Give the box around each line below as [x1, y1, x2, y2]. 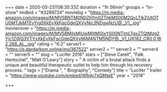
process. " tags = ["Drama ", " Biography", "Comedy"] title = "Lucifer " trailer [5, 67, 162, 73]
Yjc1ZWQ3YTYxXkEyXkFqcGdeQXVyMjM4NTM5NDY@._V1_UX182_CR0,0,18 [5, 36, 162, 42]
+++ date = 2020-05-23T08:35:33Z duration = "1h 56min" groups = [5, 4, 145, 10]
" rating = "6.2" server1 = [34, 41, 85, 46]
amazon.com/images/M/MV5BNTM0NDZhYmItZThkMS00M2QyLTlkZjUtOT [5, 15, 159, 20]
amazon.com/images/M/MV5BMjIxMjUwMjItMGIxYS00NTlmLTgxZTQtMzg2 [5, 31, 160, 36]
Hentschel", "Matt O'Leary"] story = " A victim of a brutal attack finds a [5, 57, 151, 62]
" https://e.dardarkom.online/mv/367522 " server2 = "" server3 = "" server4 [5, 46, 159, 52]
